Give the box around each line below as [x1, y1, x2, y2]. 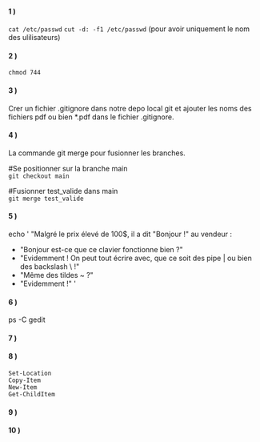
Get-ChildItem [8, 391, 56, 399]
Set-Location [8, 369, 52, 378]
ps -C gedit [8, 315, 46, 324]
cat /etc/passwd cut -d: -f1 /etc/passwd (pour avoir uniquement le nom [8, 24, 250, 34]
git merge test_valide [8, 195, 84, 203]
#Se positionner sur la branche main [8, 163, 128, 173]
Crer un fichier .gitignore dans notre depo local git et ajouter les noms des [8, 103, 252, 113]
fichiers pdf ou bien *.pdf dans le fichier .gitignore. [8, 112, 174, 122]
